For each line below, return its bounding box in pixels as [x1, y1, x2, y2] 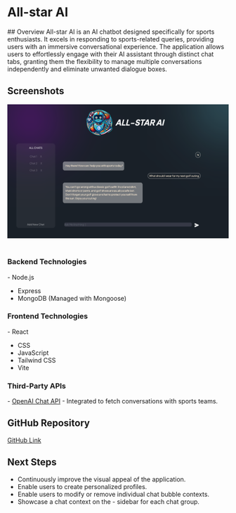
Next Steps [7, 456, 57, 468]
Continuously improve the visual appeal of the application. [17, 475, 186, 483]
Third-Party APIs [7, 381, 67, 391]
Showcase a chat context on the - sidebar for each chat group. [17, 497, 200, 506]
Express [17, 286, 41, 295]
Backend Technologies [7, 257, 87, 267]
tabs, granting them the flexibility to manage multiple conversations [7, 57, 202, 65]
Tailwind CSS [17, 356, 56, 364]
